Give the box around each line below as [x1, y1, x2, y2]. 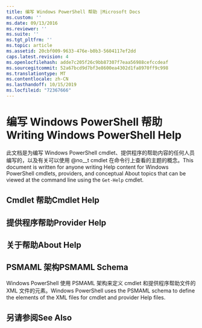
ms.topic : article [6, 43, 52, 49]
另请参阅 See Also [6, 313, 72, 323]
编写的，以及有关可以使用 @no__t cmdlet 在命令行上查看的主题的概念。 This [6, 156, 194, 163]
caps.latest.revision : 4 [6, 54, 69, 60]
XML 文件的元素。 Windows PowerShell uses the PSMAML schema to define [6, 287, 195, 294]
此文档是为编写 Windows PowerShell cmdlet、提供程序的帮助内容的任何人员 [6, 149, 195, 156]
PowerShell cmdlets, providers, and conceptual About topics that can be [6, 169, 186, 177]
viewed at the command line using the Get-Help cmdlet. [6, 176, 144, 183]
